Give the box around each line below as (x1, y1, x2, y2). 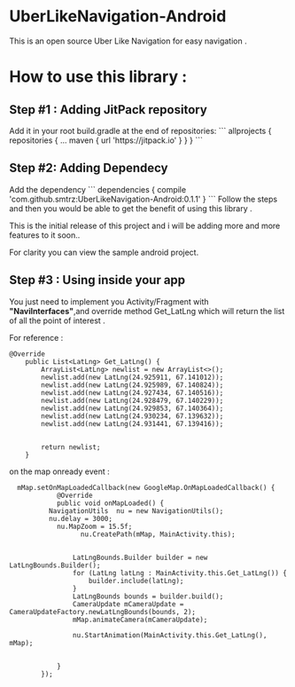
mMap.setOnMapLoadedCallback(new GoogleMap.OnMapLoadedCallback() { (17, 483, 276, 492)
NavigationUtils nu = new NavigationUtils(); (48, 506, 224, 516)
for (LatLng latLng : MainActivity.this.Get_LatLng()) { (72, 568, 288, 578)
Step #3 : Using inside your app (9, 272, 186, 288)
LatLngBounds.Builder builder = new (72, 553, 208, 562)
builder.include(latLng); (88, 576, 184, 585)
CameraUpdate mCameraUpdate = (72, 599, 184, 609)
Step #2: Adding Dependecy (9, 161, 168, 176)
